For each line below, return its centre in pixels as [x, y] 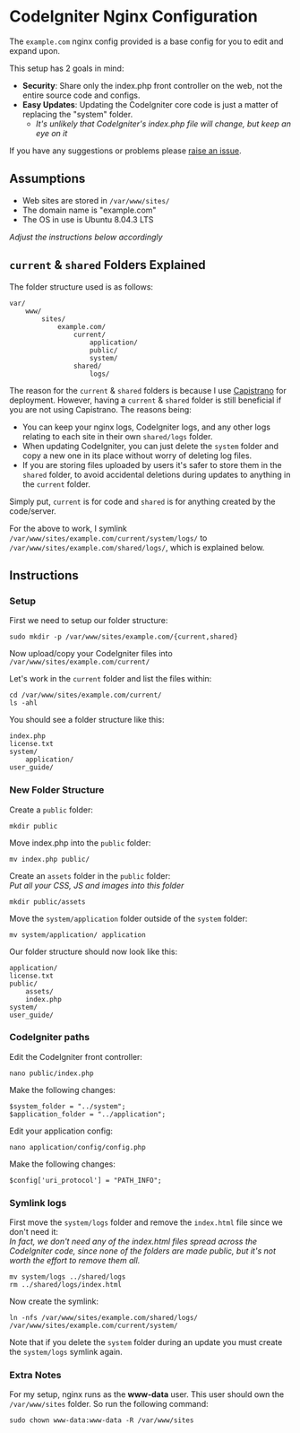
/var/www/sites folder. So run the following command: [109, 1404]
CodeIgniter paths [50, 1038]
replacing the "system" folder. [77, 114]
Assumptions [47, 179]
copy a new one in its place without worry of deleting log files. [137, 456]
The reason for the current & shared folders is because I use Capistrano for [148, 390]
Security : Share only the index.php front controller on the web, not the [152, 85]
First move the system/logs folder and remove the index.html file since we [146, 1222]
